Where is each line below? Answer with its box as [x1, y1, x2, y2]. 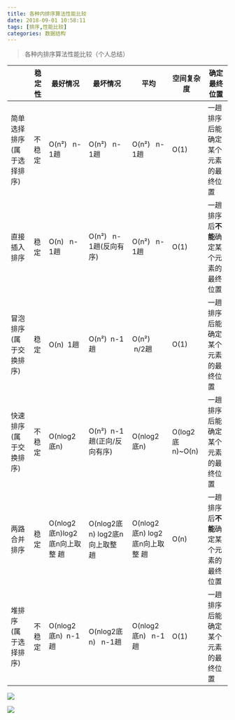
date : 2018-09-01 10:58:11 [7, 17, 86, 24]
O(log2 [172, 427, 196, 437]
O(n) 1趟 [48, 340, 80, 349]
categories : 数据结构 [7, 29, 66, 37]
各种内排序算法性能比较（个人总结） [24, 50, 129, 58]
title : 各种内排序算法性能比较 [7, 10, 87, 18]
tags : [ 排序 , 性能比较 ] [7, 23, 67, 30]
